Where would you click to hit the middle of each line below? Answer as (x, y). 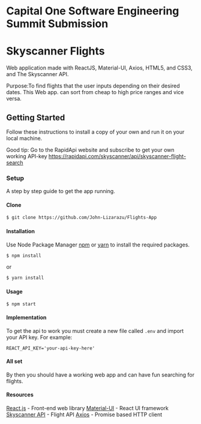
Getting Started (36, 117)
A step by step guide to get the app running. (61, 191)
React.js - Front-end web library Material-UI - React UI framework (88, 408)
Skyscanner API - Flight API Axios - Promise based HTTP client (84, 414)
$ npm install (24, 255)
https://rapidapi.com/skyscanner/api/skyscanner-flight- (117, 156)
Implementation (26, 318)
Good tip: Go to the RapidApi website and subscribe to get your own (91, 150)
